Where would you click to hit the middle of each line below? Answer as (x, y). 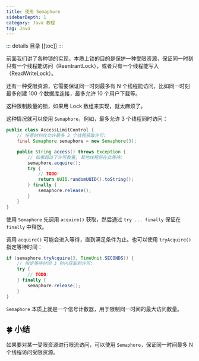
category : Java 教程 (31, 23)
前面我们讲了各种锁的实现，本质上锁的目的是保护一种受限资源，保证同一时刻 (100, 59)
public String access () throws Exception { (72, 152)
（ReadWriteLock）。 (31, 73)
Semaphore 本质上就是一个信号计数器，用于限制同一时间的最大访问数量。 (94, 309)
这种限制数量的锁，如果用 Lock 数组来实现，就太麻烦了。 (76, 106)
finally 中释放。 (27, 227)
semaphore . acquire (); (54, 163)
